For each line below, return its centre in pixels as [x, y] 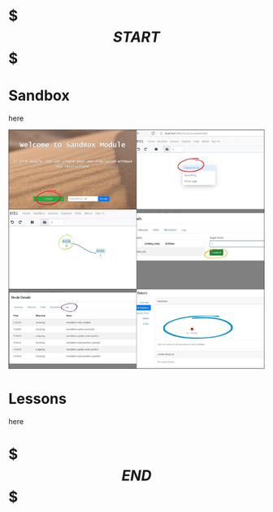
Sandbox [39, 96]
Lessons [38, 398]
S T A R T [136, 37]
